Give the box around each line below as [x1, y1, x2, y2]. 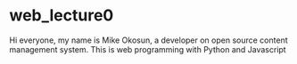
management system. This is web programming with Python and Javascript [9, 44, 287, 54]
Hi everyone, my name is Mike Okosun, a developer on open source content [9, 35, 288, 45]
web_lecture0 [9, 5, 114, 26]
